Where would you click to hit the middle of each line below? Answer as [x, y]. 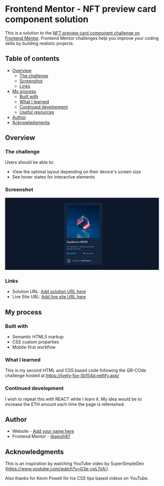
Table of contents [32, 59]
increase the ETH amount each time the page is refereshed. [65, 404]
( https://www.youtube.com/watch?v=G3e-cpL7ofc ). [57, 469]
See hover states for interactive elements [53, 177]
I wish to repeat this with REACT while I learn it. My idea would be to [73, 399]
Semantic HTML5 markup [38, 336]
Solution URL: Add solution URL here [49, 291]
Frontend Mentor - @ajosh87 [41, 437]
